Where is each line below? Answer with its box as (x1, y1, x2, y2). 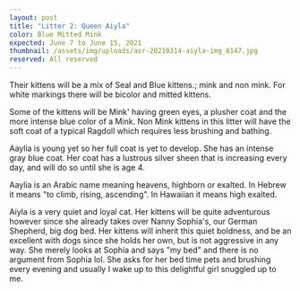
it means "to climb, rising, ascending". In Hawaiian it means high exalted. (9, 190, 278, 199)
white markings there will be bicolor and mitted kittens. (9, 89, 212, 100)
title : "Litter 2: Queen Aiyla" (9, 22, 130, 31)
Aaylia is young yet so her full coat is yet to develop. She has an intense (9, 143, 274, 154)
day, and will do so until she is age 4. (9, 163, 145, 172)
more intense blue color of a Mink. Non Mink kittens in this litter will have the (9, 116, 291, 127)
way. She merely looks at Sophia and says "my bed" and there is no (9, 244, 259, 255)
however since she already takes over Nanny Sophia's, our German (9, 216, 258, 226)
